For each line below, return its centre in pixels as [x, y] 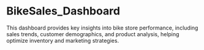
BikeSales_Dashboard [63, 11]
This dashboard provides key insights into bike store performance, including [102, 28]
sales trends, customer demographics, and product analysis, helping [93, 34]
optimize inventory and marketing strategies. [63, 40]
